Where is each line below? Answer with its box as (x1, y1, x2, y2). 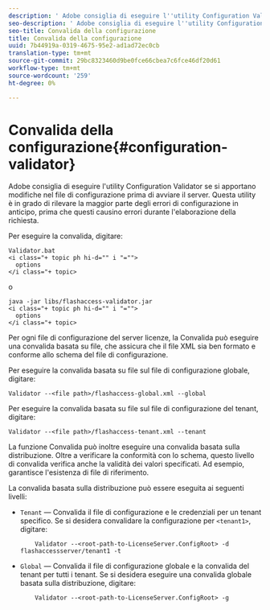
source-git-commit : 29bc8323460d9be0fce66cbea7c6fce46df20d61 (8, 57, 221, 65)
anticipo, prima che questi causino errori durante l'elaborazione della (8, 207, 236, 217)
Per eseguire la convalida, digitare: (8, 231, 123, 241)
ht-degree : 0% (8, 79, 56, 87)
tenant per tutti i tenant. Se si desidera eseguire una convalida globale (19, 570, 252, 579)
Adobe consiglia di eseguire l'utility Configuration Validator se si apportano (8, 182, 256, 192)
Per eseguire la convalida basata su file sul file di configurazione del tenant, (8, 404, 259, 414)
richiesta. (8, 216, 39, 225)
